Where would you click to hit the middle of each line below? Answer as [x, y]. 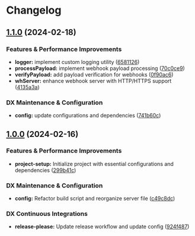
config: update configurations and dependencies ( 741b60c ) [88, 116]
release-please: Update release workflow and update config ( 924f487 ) [102, 227]
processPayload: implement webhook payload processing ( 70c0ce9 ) [100, 68]
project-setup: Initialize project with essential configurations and [94, 164]
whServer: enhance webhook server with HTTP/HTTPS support [93, 81]
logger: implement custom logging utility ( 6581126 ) [77, 62]
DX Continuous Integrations [47, 214]
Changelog [34, 10]
